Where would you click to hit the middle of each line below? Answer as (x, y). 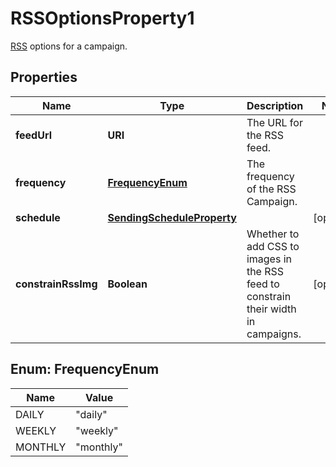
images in (269, 259)
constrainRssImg (56, 284)
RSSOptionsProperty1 (102, 18)
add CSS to (273, 246)
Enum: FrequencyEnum (85, 369)
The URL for (274, 122)
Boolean (127, 284)
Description (275, 105)
